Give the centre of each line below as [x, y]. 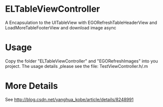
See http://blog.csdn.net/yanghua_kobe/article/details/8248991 [69, 99]
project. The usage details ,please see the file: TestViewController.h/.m [77, 66]
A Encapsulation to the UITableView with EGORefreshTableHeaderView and [81, 22]
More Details [31, 86]
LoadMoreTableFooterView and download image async [61, 27]
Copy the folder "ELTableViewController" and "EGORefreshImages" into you [81, 61]
